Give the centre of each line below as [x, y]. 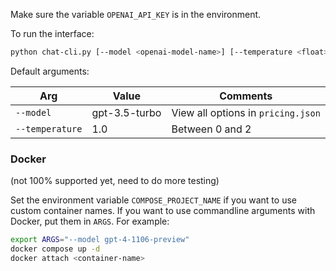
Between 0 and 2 [211, 129]
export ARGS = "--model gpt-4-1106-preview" [100, 240]
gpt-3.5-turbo [126, 112]
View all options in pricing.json [246, 112]
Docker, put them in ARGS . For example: [90, 221]
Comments [246, 96]
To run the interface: [52, 33]
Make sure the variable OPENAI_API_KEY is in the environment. [136, 14]
